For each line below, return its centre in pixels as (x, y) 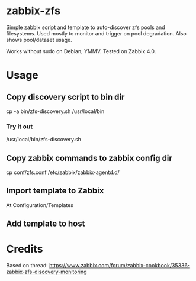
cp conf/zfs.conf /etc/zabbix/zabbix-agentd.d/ (63, 172)
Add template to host (46, 224)
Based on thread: (27, 266)
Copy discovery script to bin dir (65, 97)
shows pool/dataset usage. (39, 40)
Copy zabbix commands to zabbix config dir (89, 158)
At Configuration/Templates (40, 205)
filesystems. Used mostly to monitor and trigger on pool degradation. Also (96, 33)
